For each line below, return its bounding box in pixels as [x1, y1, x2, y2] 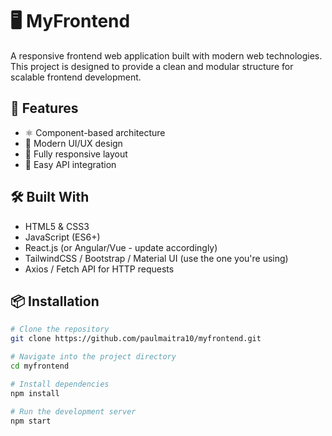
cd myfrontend [10, 361, 70, 371]
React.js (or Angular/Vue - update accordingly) [24, 241, 218, 253]
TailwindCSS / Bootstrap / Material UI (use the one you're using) [24, 252, 289, 264]
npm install [10, 388, 60, 398]
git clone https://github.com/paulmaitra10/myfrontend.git [10, 334, 262, 344]
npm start [10, 416, 52, 426]
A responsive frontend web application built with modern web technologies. [10, 49, 323, 62]
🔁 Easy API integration [24, 158, 117, 170]
